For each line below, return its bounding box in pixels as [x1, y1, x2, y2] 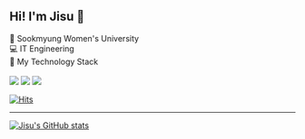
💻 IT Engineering [9, 42, 74, 54]
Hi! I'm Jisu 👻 [9, 9, 85, 24]
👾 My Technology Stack [9, 56, 99, 67]
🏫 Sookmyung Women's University [9, 32, 139, 43]
